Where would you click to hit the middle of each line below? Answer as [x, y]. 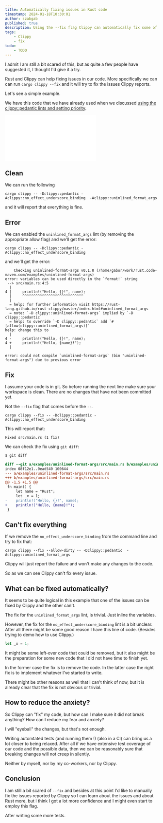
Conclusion [23, 779]
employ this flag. [22, 806]
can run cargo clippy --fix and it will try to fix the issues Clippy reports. [78, 84]
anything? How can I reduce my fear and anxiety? [55, 719]
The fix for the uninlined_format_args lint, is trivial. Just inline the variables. [81, 615]
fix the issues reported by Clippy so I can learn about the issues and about [79, 795]
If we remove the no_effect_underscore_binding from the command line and [81, 537]
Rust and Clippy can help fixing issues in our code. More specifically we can [81, 79]
